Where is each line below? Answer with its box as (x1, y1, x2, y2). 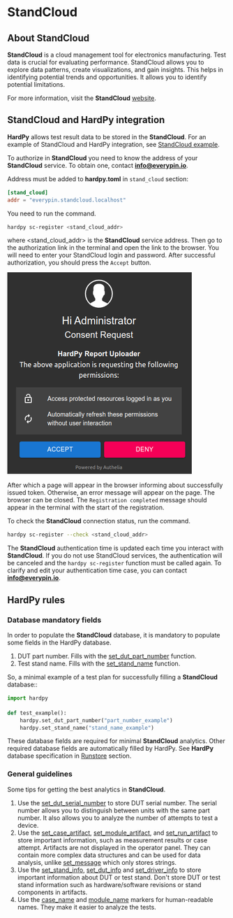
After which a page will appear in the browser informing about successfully (7, 481, 223, 490)
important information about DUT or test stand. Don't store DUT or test (17, 873, 221, 882)
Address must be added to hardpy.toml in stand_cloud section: (7, 174, 189, 183)
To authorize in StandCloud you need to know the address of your (7, 153, 198, 162)
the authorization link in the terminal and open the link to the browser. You (7, 243, 220, 252)
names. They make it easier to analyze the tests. (17, 903, 157, 911)
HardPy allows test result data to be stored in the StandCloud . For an (7, 132, 206, 141)
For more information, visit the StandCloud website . (7, 94, 157, 102)
